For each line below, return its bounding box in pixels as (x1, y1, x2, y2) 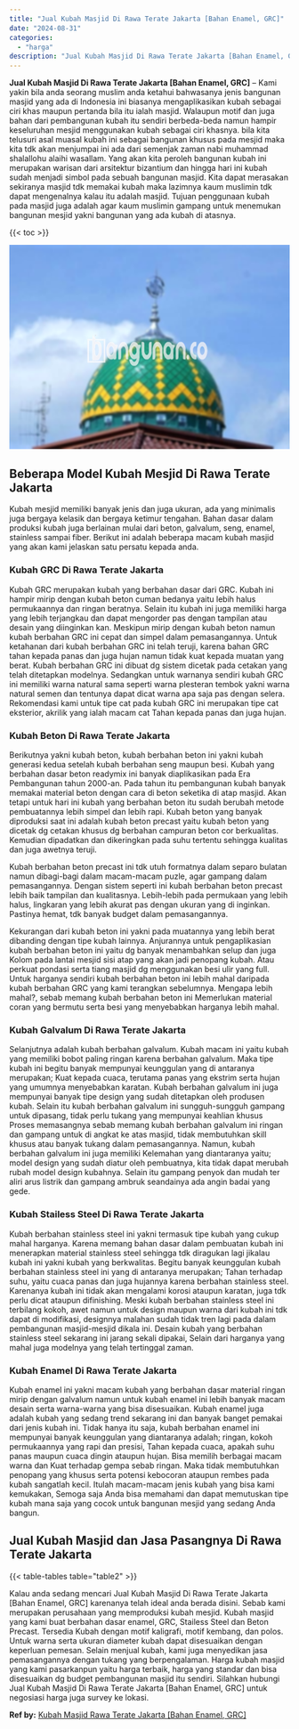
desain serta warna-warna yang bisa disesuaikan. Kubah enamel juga (9, 1403, 264, 1414)
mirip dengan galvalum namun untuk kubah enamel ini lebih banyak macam (9, 1393, 286, 1404)
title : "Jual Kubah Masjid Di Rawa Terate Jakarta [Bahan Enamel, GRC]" (9, 14, 285, 23)
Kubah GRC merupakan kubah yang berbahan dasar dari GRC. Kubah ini (9, 584, 274, 595)
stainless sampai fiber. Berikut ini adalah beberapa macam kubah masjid (9, 532, 274, 543)
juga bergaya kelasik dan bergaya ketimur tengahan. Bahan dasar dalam (9, 513, 274, 524)
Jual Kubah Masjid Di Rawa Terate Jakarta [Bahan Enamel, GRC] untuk (9, 1683, 268, 1693)
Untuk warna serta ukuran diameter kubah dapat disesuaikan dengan (9, 1635, 263, 1646)
